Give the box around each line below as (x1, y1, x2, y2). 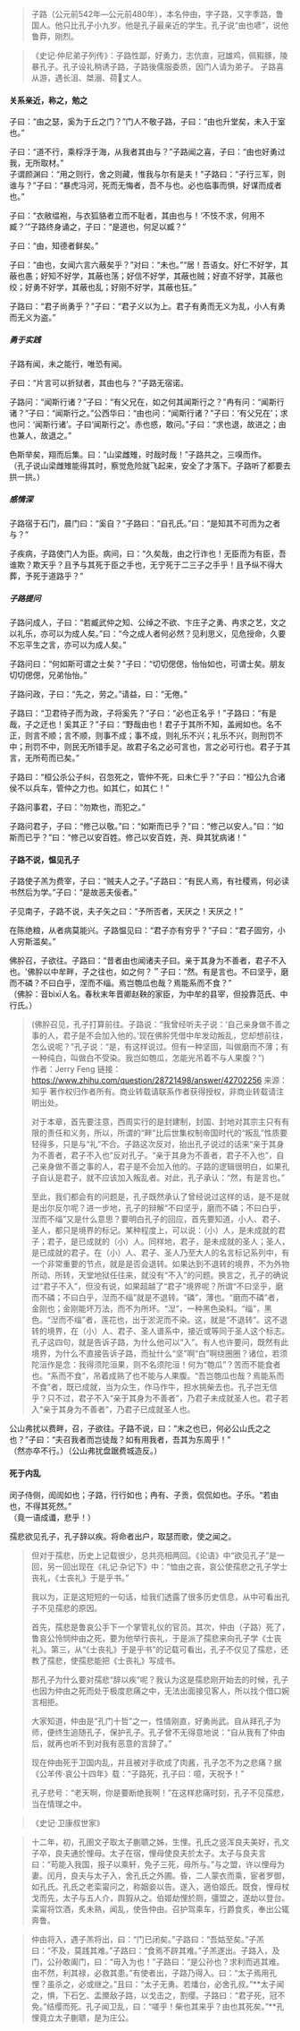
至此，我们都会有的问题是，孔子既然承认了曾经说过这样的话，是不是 (30, 1191, 282, 1203)
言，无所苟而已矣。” (9, 752, 80, 764)
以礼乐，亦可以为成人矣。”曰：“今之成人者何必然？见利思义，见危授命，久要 (9, 629, 287, 639)
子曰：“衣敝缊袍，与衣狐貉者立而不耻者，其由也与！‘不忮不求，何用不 (9, 210, 265, 221)
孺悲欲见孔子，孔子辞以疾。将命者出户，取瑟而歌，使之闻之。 (9, 1530, 237, 1541)
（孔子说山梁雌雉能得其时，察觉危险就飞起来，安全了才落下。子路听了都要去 (9, 460, 291, 471)
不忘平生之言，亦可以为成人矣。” (9, 639, 127, 650)
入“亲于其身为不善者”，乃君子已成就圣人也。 (30, 1404, 196, 1415)
